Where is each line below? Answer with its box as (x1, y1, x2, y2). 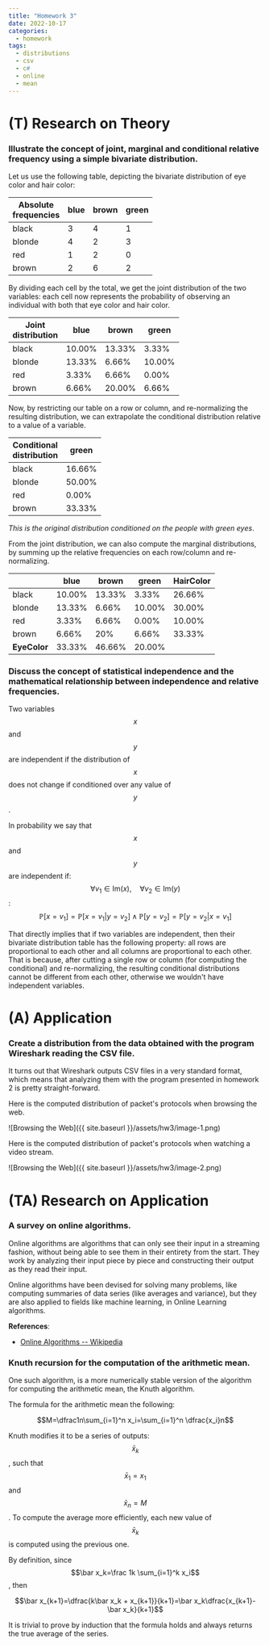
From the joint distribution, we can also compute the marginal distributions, (8, 539, 257, 548)
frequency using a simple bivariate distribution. (8, 153, 199, 164)
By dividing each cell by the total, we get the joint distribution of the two (8, 283, 247, 292)
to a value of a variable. (8, 420, 86, 430)
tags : (8, 42, 27, 50)
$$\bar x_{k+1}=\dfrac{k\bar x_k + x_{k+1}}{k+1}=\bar (14, 1596, 192, 1606)
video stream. (8, 1148, 54, 1157)
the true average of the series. (8, 1629, 109, 1639)
